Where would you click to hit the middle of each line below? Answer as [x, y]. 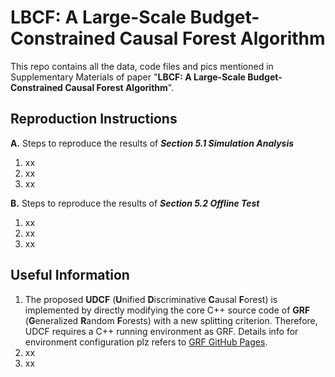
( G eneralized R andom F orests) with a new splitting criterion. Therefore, [171, 320]
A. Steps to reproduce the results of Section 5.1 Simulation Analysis [152, 143]
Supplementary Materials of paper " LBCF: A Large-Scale [128, 77]
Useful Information [70, 275]
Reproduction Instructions [94, 119]
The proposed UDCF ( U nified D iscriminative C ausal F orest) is [151, 299]
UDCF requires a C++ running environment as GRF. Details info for [161, 331]
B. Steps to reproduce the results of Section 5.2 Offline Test [135, 203]
